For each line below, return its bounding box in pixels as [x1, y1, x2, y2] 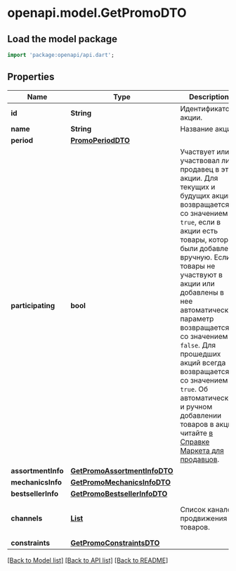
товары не [180, 261, 216, 271]
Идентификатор [180, 103, 234, 113]
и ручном [180, 402, 213, 411]
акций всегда [180, 357, 226, 367]
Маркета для [180, 445, 225, 455]
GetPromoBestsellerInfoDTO [70, 489, 168, 499]
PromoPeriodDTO [70, 135, 130, 145]
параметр [180, 314, 214, 323]
